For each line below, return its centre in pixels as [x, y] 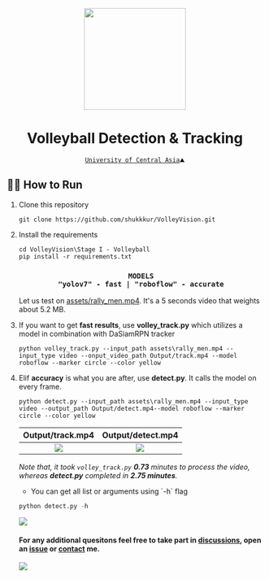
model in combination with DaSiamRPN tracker [97, 334]
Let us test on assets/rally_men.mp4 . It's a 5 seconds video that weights [139, 301]
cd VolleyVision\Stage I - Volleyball [84, 249]
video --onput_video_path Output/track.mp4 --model [148, 356]
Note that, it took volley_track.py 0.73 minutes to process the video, [134, 467]
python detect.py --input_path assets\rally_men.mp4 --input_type [133, 402]
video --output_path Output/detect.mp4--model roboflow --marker [131, 409]
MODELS [141, 276]
